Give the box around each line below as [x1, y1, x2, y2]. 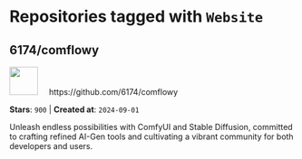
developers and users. [9, 141, 93, 151]
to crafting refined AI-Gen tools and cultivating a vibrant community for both [9, 131, 294, 142]
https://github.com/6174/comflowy [48, 87, 179, 97]
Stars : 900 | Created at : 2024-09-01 [9, 104, 140, 115]
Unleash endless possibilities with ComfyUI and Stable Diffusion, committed [9, 122, 293, 132]
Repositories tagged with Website [9, 6, 264, 27]
